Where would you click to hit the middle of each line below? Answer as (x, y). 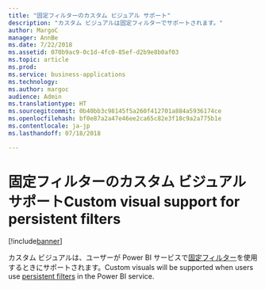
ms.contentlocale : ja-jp (49, 126)
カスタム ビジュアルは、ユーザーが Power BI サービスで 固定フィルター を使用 (133, 257)
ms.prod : (23, 67)
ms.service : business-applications (67, 74)
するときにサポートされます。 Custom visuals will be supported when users (131, 267)
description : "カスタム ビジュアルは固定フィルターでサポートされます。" (116, 23)
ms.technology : (33, 82)
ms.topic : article (38, 60)
